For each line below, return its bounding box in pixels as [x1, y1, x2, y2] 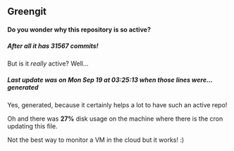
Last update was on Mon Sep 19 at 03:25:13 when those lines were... [7, 75, 213, 84]
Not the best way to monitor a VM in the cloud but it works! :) [7, 135, 185, 144]
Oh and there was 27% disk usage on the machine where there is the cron [7, 114, 223, 123]
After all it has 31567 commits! [7, 42, 99, 50]
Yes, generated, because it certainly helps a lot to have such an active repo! [7, 100, 228, 109]
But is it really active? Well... [7, 59, 89, 68]
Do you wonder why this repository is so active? [7, 25, 152, 34]
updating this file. [7, 121, 58, 130]
